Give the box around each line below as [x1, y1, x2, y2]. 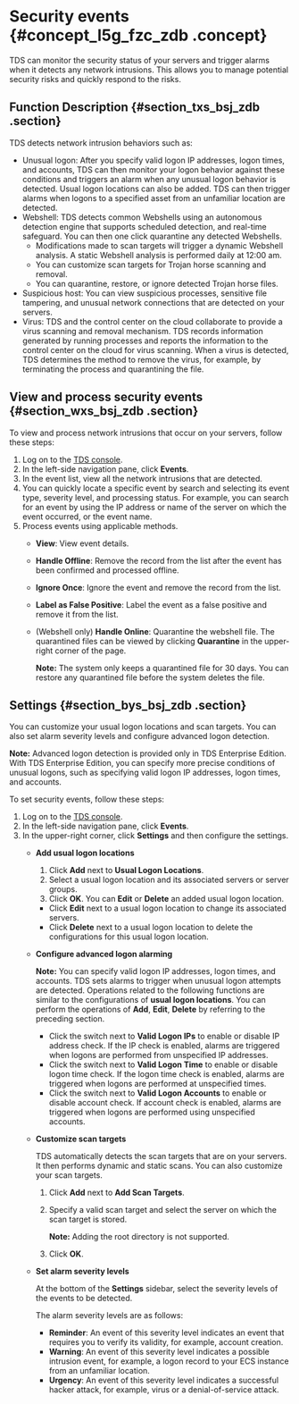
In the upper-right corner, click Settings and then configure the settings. [21, 830, 288, 841]
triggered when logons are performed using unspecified [48, 1106, 256, 1118]
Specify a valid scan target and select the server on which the [48, 1205, 277, 1215]
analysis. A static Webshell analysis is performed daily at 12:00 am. [35, 249, 283, 260]
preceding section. [35, 1013, 105, 1024]
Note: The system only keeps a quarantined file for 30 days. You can [35, 662, 289, 673]
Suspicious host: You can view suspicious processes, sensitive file [21, 288, 268, 298]
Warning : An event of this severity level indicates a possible [48, 1347, 270, 1358]
